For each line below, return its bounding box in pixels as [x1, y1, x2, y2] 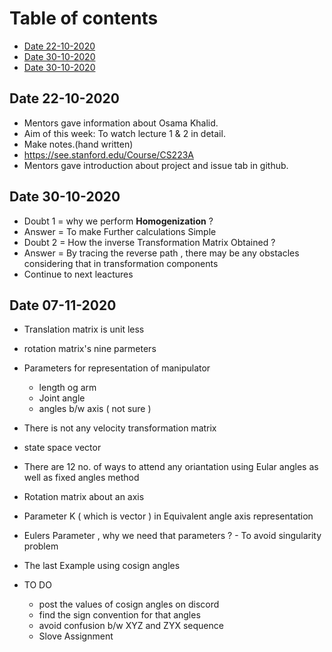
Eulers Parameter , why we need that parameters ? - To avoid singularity [23, 530, 322, 542]
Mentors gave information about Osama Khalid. [23, 117, 219, 129]
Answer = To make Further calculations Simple [23, 225, 217, 237]
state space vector [23, 442, 102, 454]
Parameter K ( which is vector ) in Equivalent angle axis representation [23, 510, 314, 522]
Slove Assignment [38, 630, 114, 642]
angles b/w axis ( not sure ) [38, 403, 152, 415]
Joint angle [38, 392, 86, 404]
